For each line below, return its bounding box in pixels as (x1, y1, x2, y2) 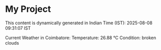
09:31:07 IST (5, 25, 31, 31)
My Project (5, 3, 51, 15)
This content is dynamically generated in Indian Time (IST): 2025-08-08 (5, 20, 153, 26)
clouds (5, 40, 19, 46)
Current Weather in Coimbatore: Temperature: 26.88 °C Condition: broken (5, 35, 157, 41)
